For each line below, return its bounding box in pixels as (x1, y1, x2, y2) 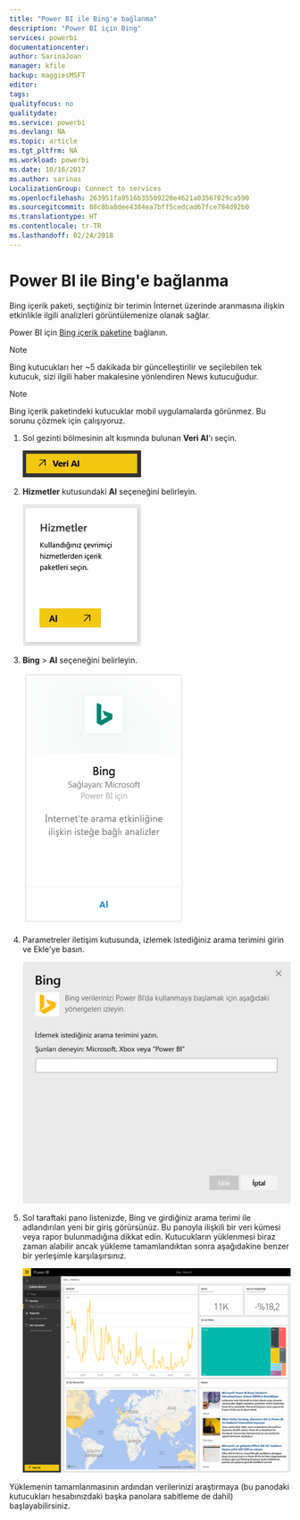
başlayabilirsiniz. (9, 1500, 71, 1511)
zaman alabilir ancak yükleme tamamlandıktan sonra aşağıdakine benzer (21, 1241, 290, 1252)
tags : (9, 89, 29, 98)
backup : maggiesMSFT (9, 71, 87, 80)
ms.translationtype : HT (9, 213, 98, 221)
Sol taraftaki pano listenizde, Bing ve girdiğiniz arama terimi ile (21, 1213, 252, 1224)
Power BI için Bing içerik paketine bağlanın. (9, 327, 168, 338)
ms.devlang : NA (9, 128, 66, 137)
